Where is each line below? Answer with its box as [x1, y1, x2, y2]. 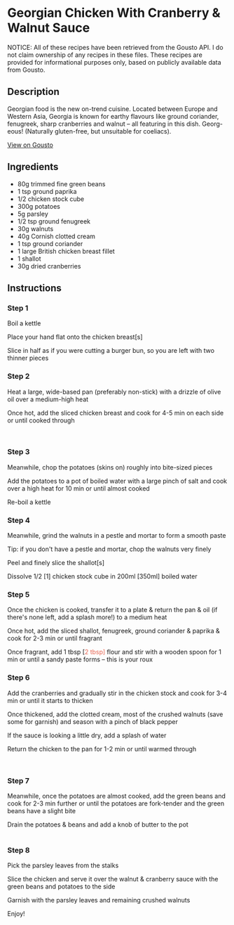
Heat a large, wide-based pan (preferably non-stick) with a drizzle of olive [7, 387, 221, 396]
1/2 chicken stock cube [17, 195, 85, 203]
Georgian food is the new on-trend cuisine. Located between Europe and [7, 104, 219, 113]
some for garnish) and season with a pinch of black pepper [7, 717, 179, 725]
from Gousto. [7, 65, 46, 74]
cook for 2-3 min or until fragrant [7, 634, 103, 642]
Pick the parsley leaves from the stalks [7, 861, 119, 869]
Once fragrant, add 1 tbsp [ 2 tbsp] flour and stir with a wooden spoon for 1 [7, 648, 222, 656]
